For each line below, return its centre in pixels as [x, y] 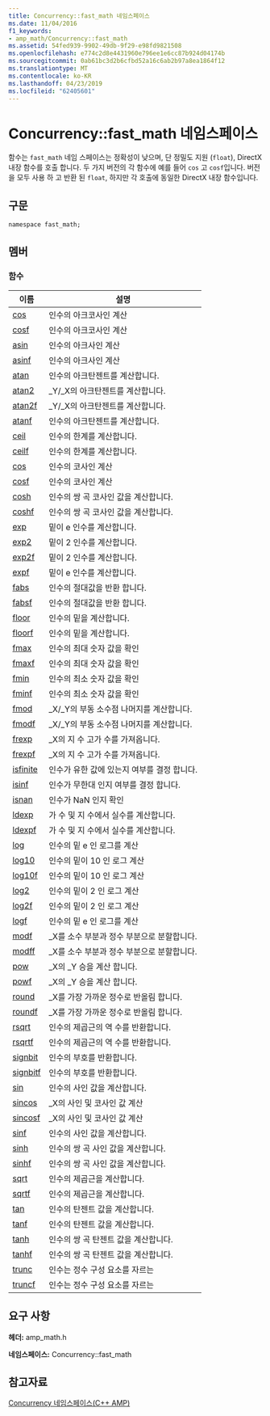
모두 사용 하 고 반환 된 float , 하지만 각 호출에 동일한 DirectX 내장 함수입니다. [137, 178]
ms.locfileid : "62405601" [52, 91]
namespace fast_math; [45, 225]
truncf [24, 1284]
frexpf [24, 754]
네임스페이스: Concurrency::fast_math [70, 1354]
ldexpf [25, 829]
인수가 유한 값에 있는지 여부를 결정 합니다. [123, 769]
